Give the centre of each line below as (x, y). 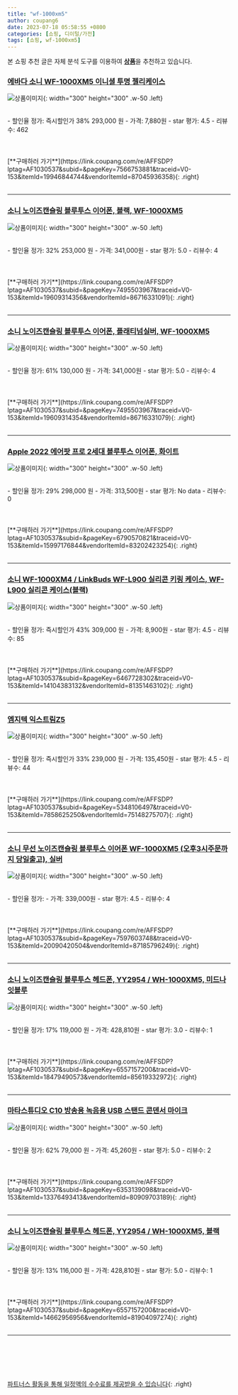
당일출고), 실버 (39, 859)
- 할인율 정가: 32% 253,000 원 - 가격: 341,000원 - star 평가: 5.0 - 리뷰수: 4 (113, 250)
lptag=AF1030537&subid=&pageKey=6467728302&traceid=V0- (100, 678)
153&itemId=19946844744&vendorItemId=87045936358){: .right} (103, 177)
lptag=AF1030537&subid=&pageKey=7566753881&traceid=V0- (100, 169)
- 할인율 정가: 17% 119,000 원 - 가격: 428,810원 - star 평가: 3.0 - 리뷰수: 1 (110, 1029)
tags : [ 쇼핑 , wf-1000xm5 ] (44, 40)
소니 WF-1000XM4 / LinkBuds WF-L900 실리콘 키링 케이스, (107, 579)
